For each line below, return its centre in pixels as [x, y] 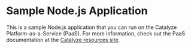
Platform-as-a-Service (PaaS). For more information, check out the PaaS [96, 33]
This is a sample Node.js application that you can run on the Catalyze [92, 27]
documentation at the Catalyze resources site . [63, 40]
